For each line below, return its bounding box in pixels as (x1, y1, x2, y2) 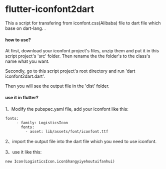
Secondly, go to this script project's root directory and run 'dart (5, 68, 135, 74)
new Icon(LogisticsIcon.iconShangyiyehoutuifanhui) (5, 159, 115, 164)
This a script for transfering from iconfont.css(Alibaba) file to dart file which (5, 20, 161, 26)
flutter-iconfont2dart (5, 3, 94, 15)
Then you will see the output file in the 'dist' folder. (5, 83, 110, 89)
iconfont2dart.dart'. (5, 73, 45, 79)
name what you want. (5, 58, 50, 64)
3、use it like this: (5, 149, 42, 155)
